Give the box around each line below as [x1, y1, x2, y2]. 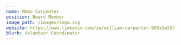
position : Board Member [6, 14, 65, 20]
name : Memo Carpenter [6, 8, 60, 15]
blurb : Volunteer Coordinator [6, 30, 81, 36]
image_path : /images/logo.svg [6, 19, 81, 25]
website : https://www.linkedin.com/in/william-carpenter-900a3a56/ [6, 25, 176, 31]
